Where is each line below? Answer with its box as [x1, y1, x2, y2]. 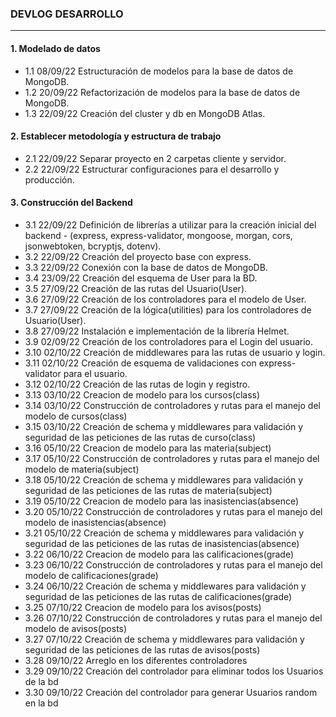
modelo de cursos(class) [24, 410, 128, 422]
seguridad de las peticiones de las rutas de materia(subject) [24, 484, 273, 496]
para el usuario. [63, 367, 128, 379]
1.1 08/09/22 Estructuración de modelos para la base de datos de [24, 65, 294, 77]
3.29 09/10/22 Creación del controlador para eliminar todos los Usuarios [24, 665, 324, 677]
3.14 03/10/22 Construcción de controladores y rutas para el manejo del [24, 399, 321, 411]
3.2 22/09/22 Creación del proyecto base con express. [24, 250, 252, 262]
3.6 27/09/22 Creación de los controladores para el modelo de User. [24, 293, 307, 305]
